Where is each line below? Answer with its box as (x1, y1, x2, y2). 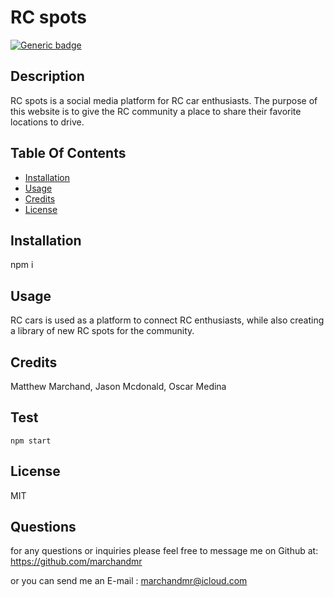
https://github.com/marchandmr (10, 556, 143, 568)
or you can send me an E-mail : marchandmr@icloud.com (10, 575, 248, 587)
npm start (10, 436, 52, 446)
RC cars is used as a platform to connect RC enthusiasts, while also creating (10, 314, 325, 326)
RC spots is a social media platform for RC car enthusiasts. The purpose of (10, 94, 318, 106)
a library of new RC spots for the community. (10, 325, 195, 337)
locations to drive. (10, 116, 85, 128)
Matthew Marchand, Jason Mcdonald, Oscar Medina (10, 381, 227, 392)
